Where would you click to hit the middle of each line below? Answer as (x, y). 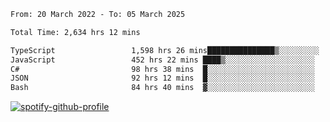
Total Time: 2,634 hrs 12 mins (75, 32)
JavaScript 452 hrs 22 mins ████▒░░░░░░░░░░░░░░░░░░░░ (162, 60)
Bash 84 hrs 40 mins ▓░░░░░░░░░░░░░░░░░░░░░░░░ (162, 88)
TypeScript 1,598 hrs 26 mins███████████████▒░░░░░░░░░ (165, 50)
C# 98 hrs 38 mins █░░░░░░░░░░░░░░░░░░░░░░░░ (162, 69)
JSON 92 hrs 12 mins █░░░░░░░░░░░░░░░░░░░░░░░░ (162, 78)
